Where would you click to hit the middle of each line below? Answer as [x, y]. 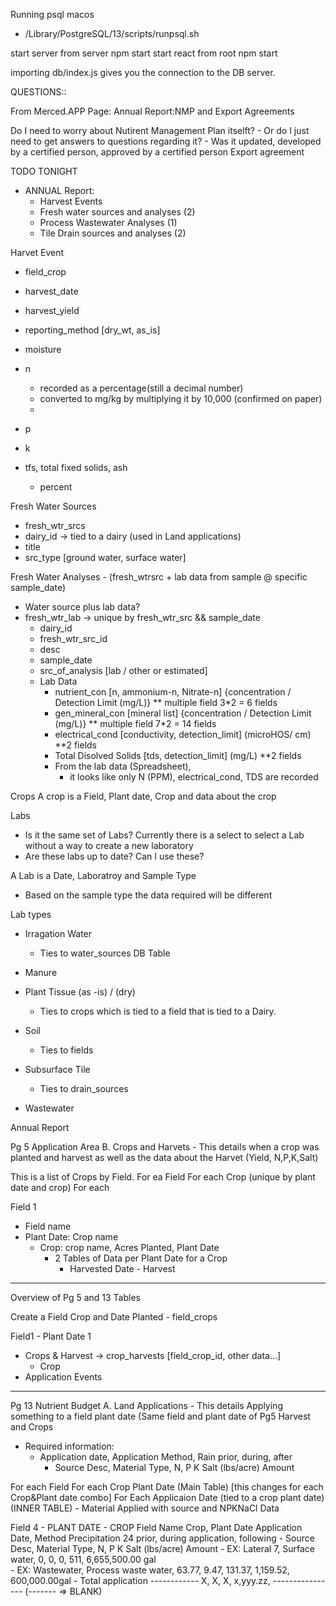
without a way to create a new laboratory [109, 845]
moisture [43, 349]
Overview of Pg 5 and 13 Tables [75, 1297]
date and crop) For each [60, 1187]
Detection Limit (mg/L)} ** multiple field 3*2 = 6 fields [166, 702]
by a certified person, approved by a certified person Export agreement [157, 152]
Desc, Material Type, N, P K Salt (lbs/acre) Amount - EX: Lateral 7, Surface [163, 1548]
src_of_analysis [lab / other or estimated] [123, 670]
